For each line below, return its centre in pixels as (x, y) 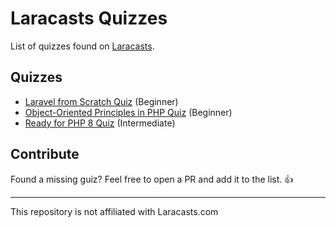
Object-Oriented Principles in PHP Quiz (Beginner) (128, 112)
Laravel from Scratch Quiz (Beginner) (101, 101)
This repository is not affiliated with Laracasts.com (114, 211)
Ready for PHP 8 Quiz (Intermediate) (100, 123)
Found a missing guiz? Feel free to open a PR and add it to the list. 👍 (152, 179)
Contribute (45, 154)
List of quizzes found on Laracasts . (82, 46)
